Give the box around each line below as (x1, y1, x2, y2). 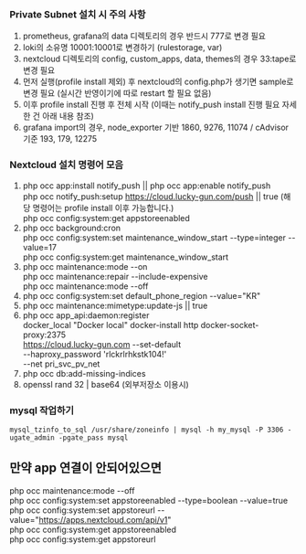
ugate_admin (9, 432, 55, 442)
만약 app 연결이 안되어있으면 (9, 460, 163, 476)
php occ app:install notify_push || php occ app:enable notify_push (22, 180, 271, 191)
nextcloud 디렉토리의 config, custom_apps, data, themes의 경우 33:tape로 (22, 53, 297, 65)
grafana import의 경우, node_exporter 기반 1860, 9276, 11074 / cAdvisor (22, 122, 290, 133)
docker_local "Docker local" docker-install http (22, 319, 199, 330)
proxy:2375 (22, 329, 67, 340)
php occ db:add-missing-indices (22, 368, 146, 378)
